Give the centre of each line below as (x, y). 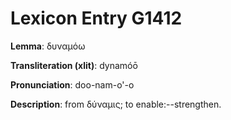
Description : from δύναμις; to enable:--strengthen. (116, 104)
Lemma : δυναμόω (48, 46)
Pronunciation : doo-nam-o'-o (72, 84)
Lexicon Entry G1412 (96, 18)
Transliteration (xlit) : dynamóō (74, 65)
